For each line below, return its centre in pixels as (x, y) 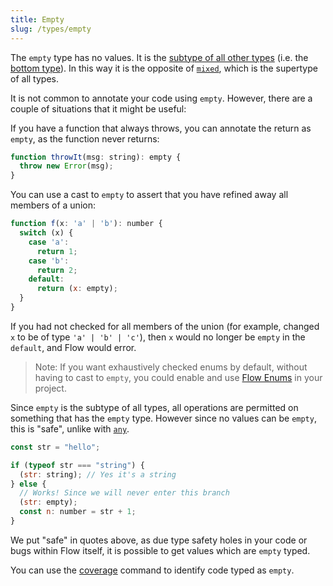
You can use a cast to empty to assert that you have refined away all (149, 195)
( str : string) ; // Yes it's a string (98, 474)
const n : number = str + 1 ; (78, 512)
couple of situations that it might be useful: (98, 108)
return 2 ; (57, 270)
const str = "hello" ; (55, 447)
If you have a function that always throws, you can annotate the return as (161, 128)
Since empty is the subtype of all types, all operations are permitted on (154, 407)
